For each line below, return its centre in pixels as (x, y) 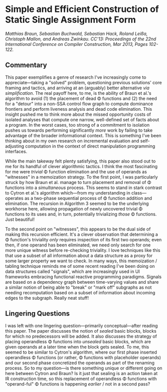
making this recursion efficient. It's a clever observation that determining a (82, 234)
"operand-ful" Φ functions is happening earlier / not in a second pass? (78, 384)
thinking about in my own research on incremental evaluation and (72, 141)
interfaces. (16, 151)
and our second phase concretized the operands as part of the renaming (80, 363)
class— (139, 193)
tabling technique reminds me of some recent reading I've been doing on (80, 266)
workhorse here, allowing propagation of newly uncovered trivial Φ (74, 208)
